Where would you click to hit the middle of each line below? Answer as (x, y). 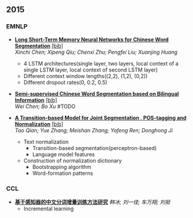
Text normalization (46, 142)
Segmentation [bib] (39, 45)
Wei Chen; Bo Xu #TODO (45, 106)
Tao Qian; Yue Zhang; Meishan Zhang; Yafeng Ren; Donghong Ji (94, 130)
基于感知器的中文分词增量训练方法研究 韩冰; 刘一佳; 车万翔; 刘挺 (92, 202)
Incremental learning (48, 209)
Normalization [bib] (39, 124)
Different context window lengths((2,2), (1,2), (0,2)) (86, 76)
